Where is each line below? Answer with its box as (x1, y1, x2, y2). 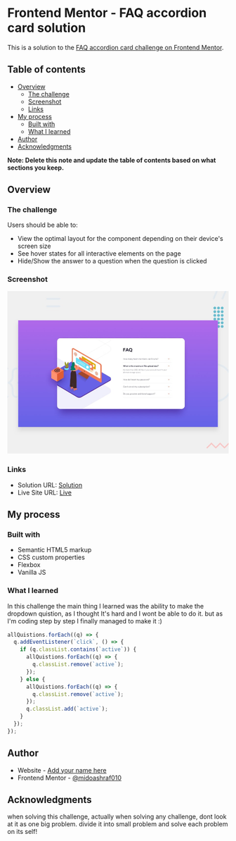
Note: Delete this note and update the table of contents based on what (7, 156, 216, 164)
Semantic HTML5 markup (17, 546, 92, 554)
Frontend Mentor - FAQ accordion (7, 5, 207, 21)
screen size (17, 242, 51, 251)
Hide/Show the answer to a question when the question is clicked (17, 257, 207, 266)
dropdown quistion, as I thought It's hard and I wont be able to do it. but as (7, 609, 223, 618)
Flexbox (17, 561, 41, 569)
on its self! (7, 828, 37, 836)
